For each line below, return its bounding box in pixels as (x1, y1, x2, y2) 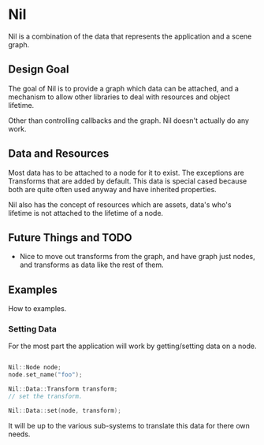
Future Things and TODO (8, 231, 132, 244)
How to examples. (8, 304, 67, 313)
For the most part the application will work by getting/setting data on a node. (8, 341, 257, 351)
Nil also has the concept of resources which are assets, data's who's (8, 199, 232, 210)
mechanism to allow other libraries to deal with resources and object (8, 92, 231, 102)
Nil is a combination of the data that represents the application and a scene (8, 32, 252, 41)
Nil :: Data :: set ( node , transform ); (8, 406, 122, 414)
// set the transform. (8, 392, 83, 401)
